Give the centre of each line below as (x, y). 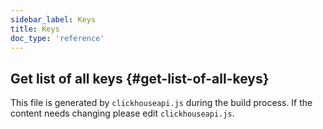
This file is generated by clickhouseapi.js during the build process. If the (161, 103)
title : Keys (35, 29)
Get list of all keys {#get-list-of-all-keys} (140, 78)
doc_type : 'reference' (57, 38)
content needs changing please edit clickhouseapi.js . (122, 113)
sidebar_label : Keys (53, 19)
